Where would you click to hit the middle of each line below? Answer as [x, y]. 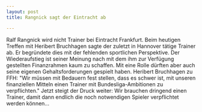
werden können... [28, 103]
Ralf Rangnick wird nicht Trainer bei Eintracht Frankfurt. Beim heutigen [93, 40]
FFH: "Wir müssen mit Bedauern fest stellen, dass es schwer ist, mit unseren [101, 78]
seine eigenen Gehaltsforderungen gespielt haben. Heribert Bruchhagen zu [99, 71]
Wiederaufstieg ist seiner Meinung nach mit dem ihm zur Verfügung [90, 59]
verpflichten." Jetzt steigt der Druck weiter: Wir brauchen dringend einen [97, 90]
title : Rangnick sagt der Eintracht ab [56, 17]
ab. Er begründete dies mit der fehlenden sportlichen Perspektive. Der [93, 52]
